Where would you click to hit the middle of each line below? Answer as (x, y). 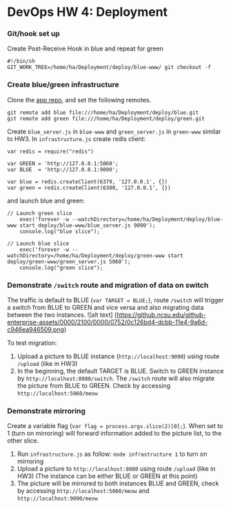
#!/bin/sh (21, 62)
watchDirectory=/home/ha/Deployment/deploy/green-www (86, 256)
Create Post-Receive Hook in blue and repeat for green (86, 48)
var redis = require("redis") (51, 151)
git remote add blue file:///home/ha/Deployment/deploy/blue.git (103, 112)
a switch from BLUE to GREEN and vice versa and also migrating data (106, 308)
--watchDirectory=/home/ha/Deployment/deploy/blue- (148, 219)
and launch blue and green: (46, 201)
